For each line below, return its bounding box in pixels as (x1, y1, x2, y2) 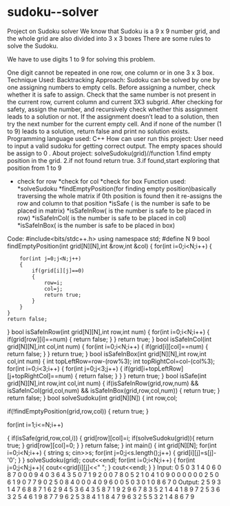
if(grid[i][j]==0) (32, 267, 85, 274)
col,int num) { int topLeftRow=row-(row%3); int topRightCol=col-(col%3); (7, 357, 216, 365)
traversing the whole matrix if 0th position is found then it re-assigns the (17, 191, 222, 200)
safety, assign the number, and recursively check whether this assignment (7, 105, 218, 113)
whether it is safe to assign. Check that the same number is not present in (7, 90, 217, 99)
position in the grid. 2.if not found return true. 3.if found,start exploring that (7, 156, 220, 164)
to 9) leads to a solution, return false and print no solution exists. (7, 127, 190, 135)
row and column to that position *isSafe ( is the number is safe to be (17, 199, 211, 207)
